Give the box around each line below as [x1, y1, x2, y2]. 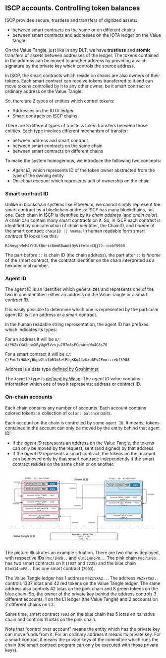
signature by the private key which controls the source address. [5, 63, 135, 69]
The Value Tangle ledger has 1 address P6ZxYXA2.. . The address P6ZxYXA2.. [5, 575, 159, 581]
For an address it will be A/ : [5, 336, 61, 342]
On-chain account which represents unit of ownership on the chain [12, 177, 150, 183]
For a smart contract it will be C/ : [5, 351, 72, 357]
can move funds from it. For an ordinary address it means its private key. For [5, 631, 161, 638]
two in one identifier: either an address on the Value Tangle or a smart [5, 292, 148, 298]
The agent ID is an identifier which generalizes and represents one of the [5, 286, 154, 292]
